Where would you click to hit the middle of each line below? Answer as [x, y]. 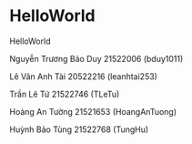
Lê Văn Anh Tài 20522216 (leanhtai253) [83, 76]
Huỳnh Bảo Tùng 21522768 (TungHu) [79, 129]
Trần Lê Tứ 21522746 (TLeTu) [65, 94]
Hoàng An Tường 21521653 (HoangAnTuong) [93, 111]
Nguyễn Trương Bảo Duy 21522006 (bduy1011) [96, 58]
